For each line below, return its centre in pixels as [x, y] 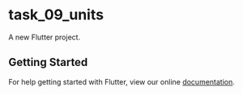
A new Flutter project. [45, 37]
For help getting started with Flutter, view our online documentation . [122, 81]
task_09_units [56, 15]
